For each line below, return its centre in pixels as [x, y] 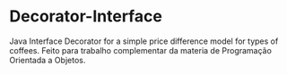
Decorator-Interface [86, 16]
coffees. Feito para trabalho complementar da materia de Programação [140, 50]
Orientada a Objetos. [48, 60]
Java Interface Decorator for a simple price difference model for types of [144, 41]
